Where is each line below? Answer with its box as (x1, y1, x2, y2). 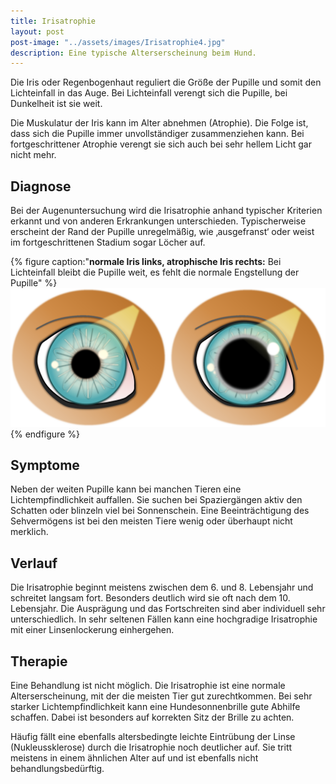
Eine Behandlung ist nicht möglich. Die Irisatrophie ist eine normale (10, 679, 286, 691)
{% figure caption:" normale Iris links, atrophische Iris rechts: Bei (10, 256, 282, 268)
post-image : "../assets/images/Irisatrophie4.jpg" (10, 37, 226, 47)
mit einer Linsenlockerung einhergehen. (10, 624, 175, 636)
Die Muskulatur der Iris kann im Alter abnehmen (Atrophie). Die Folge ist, (10, 117, 309, 129)
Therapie (10, 653, 68, 670)
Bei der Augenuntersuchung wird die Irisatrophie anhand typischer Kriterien (10, 205, 323, 217)
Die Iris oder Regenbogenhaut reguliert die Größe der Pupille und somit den (10, 76, 322, 89)
